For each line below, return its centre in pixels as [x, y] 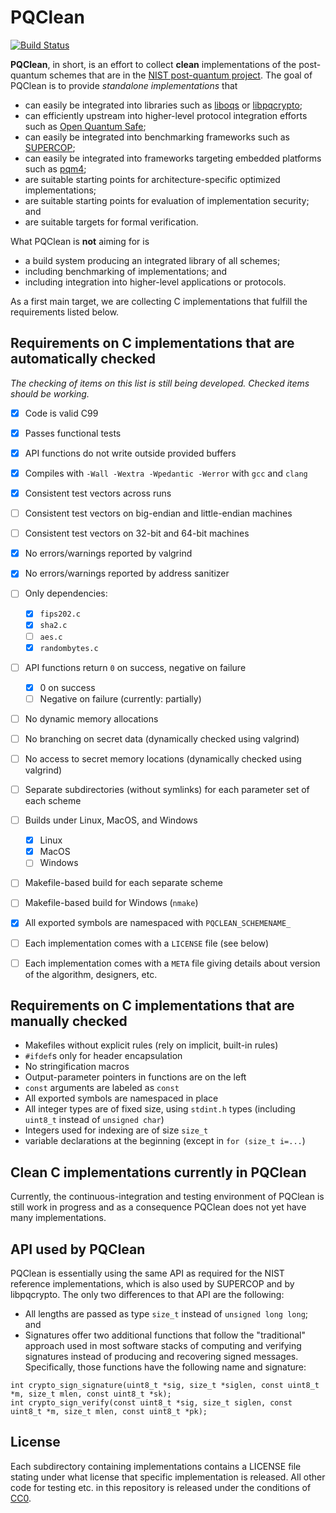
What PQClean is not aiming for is [80, 241]
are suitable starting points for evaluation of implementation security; [167, 200]
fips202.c [60, 614]
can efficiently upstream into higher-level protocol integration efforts [166, 115]
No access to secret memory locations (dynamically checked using [163, 758]
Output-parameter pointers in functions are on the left [135, 1077]
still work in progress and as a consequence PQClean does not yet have [158, 1207]
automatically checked [83, 359]
